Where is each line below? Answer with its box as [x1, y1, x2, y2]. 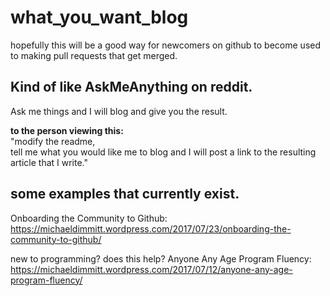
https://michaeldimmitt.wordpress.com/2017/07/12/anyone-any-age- [10, 263, 293, 275]
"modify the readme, [10, 135, 96, 147]
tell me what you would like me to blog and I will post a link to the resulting [10, 146, 317, 158]
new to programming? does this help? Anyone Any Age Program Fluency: [10, 252, 312, 265]
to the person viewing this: [10, 124, 124, 136]
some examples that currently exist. [10, 186, 240, 203]
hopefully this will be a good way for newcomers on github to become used [10, 39, 322, 51]
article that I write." [10, 156, 89, 168]
